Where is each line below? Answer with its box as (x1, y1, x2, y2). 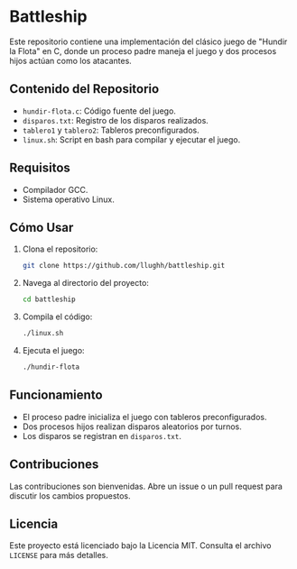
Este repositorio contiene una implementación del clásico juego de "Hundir (9, 36, 288, 47)
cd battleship (22, 295, 76, 304)
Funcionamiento (9, 388, 103, 403)
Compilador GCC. (22, 184, 88, 195)
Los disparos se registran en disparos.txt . (22, 430, 182, 441)
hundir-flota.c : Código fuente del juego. (22, 106, 176, 116)
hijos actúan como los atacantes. (9, 55, 133, 66)
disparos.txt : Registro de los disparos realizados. (22, 115, 209, 125)
